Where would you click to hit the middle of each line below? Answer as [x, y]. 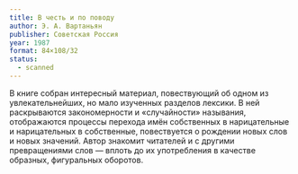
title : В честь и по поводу [62, 17]
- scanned [36, 68]
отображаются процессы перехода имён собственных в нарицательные [149, 121]
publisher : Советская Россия [64, 34]
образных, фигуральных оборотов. [77, 160]
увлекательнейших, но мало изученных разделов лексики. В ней [135, 102]
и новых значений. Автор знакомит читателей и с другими [122, 141]
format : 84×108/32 [44, 51]
